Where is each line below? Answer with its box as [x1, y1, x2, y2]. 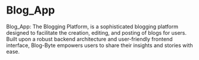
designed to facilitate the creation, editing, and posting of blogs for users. [6, 29, 186, 36]
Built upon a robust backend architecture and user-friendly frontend [6, 35, 173, 42]
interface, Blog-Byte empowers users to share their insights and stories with [6, 42, 193, 49]
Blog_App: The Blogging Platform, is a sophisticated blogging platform [6, 23, 179, 30]
